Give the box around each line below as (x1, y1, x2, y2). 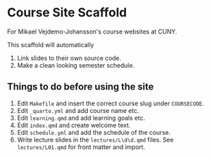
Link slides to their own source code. (16, 53, 121, 62)
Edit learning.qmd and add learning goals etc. (16, 114, 145, 122)
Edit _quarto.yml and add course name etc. (16, 106, 139, 114)
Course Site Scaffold (7, 5, 127, 21)
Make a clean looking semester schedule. (16, 61, 135, 69)
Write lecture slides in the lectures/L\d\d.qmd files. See (16, 135, 174, 144)
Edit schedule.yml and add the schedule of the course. (16, 128, 171, 136)
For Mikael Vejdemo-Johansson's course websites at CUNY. (7, 27, 177, 36)
